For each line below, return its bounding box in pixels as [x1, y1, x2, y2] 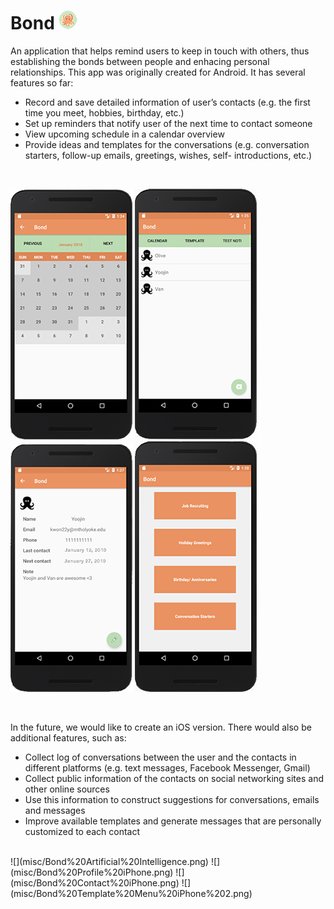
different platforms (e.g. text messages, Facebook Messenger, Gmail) [24, 761, 311, 774]
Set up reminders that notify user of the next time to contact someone [24, 117, 313, 129]
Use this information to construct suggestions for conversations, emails [24, 793, 320, 805]
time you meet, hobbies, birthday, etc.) [24, 106, 185, 119]
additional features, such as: [10, 731, 127, 744]
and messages [24, 804, 86, 816]
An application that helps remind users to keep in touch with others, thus [10, 45, 310, 57]
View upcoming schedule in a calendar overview [24, 128, 225, 140]
